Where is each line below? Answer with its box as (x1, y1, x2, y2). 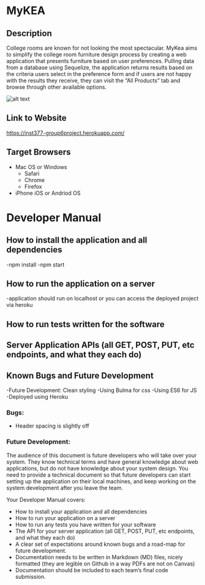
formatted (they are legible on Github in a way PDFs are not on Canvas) (15, 560, 195, 567)
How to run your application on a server (15, 514, 116, 521)
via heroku (6, 301, 33, 309)
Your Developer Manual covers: (6, 496, 86, 503)
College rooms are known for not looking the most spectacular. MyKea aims (6, 44, 198, 51)
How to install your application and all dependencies (15, 508, 147, 515)
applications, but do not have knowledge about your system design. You (6, 464, 188, 472)
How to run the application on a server (6, 279, 155, 289)
